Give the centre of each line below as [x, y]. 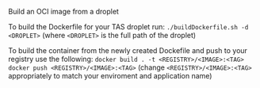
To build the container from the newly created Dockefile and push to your [128, 50]
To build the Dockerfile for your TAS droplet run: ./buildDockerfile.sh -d [128, 27]
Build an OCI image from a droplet [63, 11]
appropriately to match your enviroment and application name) [110, 76]
